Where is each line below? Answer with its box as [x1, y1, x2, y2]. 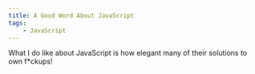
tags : [8, 19, 26, 27]
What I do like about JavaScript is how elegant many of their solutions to [8, 49, 247, 58]
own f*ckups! [8, 56, 53, 66]
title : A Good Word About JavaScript [8, 11, 135, 20]
